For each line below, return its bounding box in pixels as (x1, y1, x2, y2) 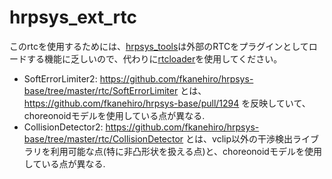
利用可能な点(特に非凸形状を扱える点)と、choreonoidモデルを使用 (50, 145, 322, 157)
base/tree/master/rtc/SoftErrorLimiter (23, 84, 179, 96)
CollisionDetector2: (23, 121, 104, 133)
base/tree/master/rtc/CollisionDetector (23, 132, 184, 145)
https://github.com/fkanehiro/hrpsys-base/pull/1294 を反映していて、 (23, 97, 311, 109)
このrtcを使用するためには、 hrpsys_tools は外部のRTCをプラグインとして (9, 40, 309, 52)
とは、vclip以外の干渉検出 (185, 132, 293, 145)
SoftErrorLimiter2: (23, 72, 98, 85)
